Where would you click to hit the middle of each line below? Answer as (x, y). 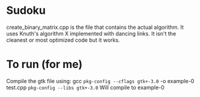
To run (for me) (44, 64)
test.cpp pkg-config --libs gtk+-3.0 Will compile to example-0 (85, 87)
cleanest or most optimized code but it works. (63, 40)
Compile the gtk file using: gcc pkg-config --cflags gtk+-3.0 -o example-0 (100, 81)
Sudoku (26, 11)
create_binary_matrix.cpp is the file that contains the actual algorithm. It (95, 27)
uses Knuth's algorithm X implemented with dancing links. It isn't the (91, 33)
